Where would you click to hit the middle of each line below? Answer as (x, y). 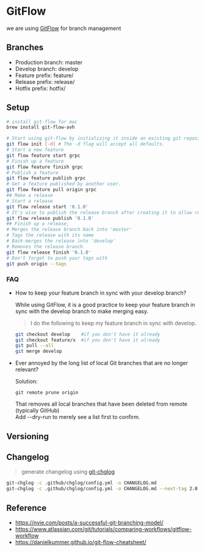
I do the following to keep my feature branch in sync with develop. (113, 323)
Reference (27, 508)
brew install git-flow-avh (41, 127)
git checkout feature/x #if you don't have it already (88, 340)
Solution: (26, 382)
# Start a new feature (35, 150)
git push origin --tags (37, 264)
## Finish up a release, (38, 224)
